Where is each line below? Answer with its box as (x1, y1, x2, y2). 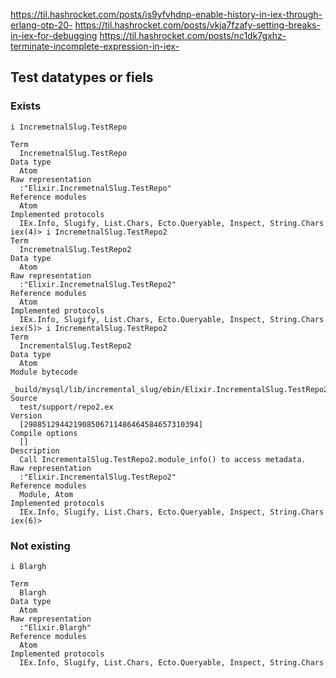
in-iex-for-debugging (10, 30, 98, 41)
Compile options (10, 428, 78, 438)
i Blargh (10, 561, 47, 571)
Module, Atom (19, 489, 74, 499)
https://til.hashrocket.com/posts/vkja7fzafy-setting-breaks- (74, 19, 321, 31)
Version (10, 410, 43, 421)
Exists (10, 99, 42, 113)
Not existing (10, 539, 71, 553)
